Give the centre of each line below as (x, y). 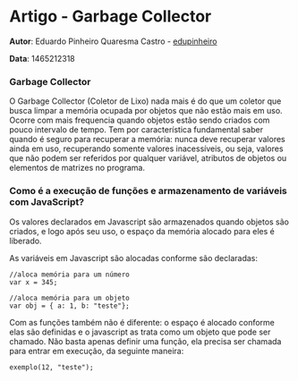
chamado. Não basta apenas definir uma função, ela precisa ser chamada (145, 341)
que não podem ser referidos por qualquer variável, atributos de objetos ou (148, 158)
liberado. (26, 241)
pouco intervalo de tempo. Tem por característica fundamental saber (136, 130)
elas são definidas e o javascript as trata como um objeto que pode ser (140, 332)
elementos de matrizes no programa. (77, 168)
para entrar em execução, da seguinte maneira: (97, 351)
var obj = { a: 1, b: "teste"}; (69, 306)
